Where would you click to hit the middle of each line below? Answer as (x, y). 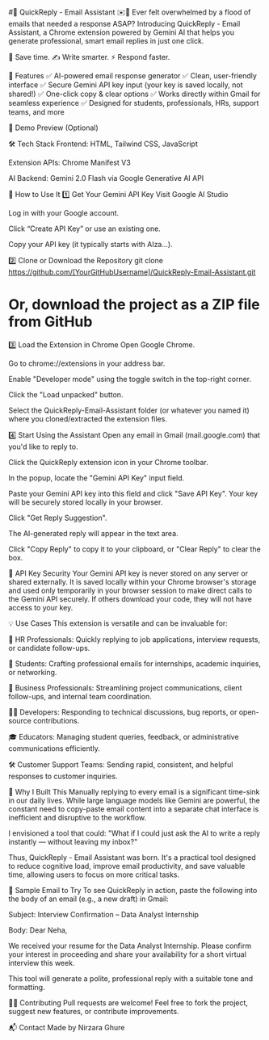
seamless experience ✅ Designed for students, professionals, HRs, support (134, 103)
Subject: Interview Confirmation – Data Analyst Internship (104, 914)
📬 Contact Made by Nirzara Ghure (67, 1027)
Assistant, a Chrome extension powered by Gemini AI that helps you (122, 32)
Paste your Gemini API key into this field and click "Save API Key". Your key (133, 493)
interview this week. (42, 962)
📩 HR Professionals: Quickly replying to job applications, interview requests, (134, 639)
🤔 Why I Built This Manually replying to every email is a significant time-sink (134, 791)
